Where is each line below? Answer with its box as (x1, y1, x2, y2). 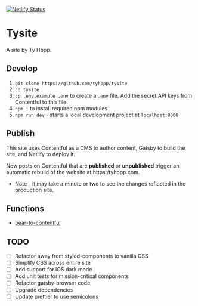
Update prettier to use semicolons (14, 293, 99, 300)
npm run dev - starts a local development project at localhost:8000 (14, 111, 179, 118)
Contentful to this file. (14, 98, 69, 106)
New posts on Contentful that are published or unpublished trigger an (6, 162, 180, 169)
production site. (14, 186, 54, 193)
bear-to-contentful (14, 220, 61, 227)
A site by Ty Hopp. (6, 46, 52, 53)
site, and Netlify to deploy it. (6, 150, 76, 157)
